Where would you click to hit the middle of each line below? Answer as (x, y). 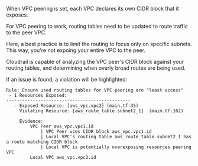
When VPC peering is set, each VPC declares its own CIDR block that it (92, 9)
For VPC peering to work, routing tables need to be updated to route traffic (97, 26)
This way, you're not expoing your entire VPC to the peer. (76, 50)
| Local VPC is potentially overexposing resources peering (116, 147)
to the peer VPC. (26, 32)
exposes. (17, 15)
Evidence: (31, 121)
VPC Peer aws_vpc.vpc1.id (62, 126)
